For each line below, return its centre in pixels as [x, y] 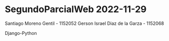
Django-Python [21, 33]
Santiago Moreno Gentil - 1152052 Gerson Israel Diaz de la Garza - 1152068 [85, 23]
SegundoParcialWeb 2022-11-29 [76, 9]
